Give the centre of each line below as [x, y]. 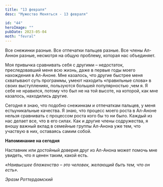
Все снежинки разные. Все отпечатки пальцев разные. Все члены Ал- [78, 50]
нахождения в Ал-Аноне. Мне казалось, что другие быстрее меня [74, 75]
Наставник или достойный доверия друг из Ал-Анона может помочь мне [81, 150]
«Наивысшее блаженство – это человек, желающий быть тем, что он [77, 165]
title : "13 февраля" [26, 9]
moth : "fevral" [20, 37]
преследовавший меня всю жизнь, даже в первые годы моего [70, 70]
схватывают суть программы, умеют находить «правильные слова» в [78, 80]
